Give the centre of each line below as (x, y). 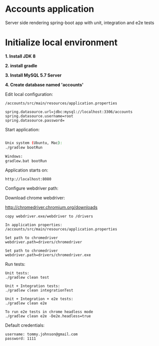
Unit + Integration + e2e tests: (39, 299)
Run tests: (15, 264)
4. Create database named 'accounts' (44, 85)
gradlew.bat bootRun (26, 161)
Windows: (14, 156)
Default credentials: (25, 325)
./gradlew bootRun (24, 147)
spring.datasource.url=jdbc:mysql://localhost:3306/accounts (69, 112)
